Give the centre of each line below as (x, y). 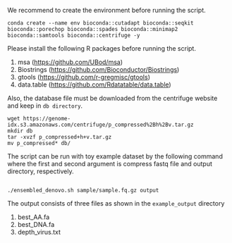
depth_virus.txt (39, 232)
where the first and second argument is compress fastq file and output (110, 164)
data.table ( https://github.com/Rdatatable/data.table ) (94, 85)
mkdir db (20, 131)
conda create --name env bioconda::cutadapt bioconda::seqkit (100, 23)
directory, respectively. (41, 171)
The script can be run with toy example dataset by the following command (115, 156)
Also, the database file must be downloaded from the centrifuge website (112, 98)
